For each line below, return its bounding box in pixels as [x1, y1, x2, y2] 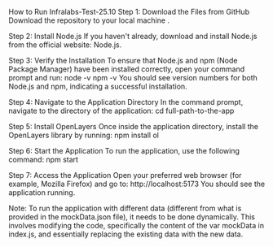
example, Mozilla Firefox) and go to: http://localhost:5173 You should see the [8, 179, 266, 188]
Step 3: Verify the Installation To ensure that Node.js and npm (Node [8, 56, 238, 65]
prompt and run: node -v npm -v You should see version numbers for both [8, 73, 258, 82]
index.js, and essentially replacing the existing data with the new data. [8, 229, 244, 239]
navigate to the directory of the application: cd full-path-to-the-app [8, 106, 235, 115]
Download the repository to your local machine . [8, 15, 170, 25]
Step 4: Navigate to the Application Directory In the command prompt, [8, 97, 244, 106]
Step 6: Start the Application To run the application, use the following [8, 146, 240, 155]
